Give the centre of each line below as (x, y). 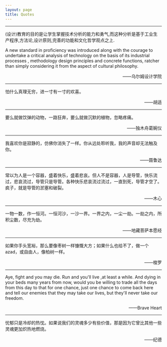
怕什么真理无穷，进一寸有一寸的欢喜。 (44, 91)
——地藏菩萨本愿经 (142, 230)
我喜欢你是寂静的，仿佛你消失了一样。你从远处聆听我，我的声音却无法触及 (81, 143)
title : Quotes (20, 14)
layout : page (19, 10)
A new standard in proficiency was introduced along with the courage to (79, 50)
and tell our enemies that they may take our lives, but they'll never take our (82, 293)
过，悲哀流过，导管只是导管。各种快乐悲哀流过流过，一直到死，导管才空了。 (83, 181)
